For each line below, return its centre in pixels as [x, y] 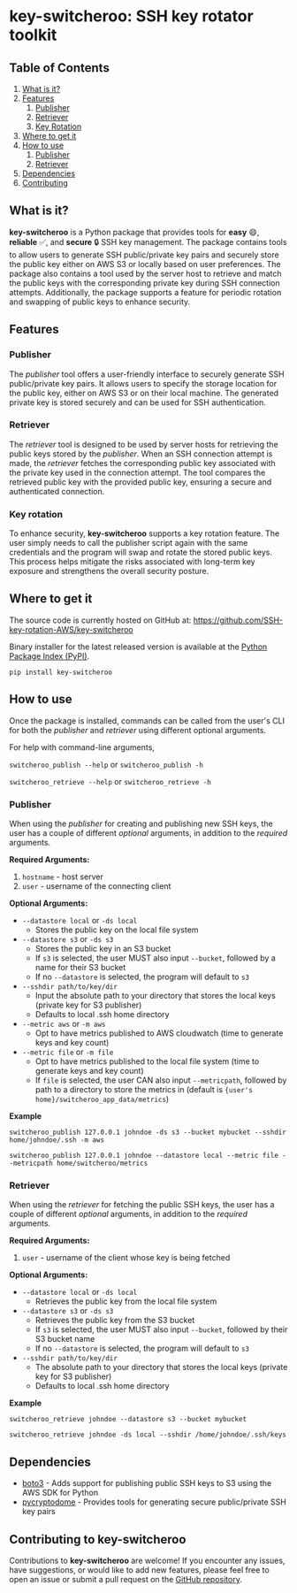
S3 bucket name [65, 1339]
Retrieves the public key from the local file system [126, 1301]
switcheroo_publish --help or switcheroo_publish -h [106, 764]
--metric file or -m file [68, 1052]
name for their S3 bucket [80, 968]
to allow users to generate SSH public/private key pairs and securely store [145, 255]
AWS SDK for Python [60, 1493]
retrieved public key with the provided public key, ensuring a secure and [141, 482]
